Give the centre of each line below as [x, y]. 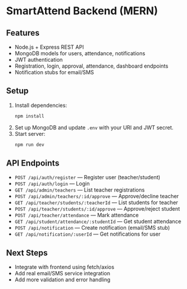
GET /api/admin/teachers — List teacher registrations [80, 190]
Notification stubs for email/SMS [54, 72]
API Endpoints [33, 163]
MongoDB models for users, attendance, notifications [80, 53]
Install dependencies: [41, 105]
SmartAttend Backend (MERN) [82, 11]
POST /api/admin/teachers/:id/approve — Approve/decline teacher [97, 196]
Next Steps [27, 253]
